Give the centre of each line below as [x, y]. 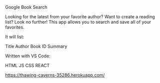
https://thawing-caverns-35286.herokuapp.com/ [55, 75]
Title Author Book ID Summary [36, 46]
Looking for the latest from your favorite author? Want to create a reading [80, 17]
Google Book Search [26, 7]
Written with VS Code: [28, 56]
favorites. [15, 27]
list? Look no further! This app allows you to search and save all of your [78, 22]
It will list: [15, 37]
